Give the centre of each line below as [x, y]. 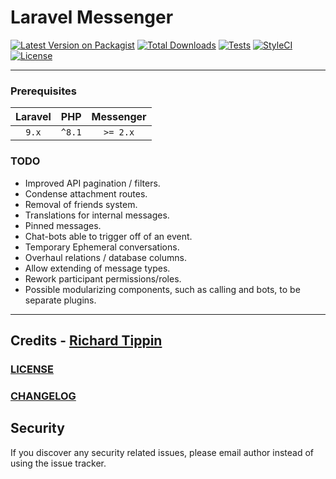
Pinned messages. [63, 225]
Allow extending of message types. [97, 268]
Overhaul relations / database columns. [105, 257]
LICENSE [32, 369]
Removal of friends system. [81, 204]
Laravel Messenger [92, 17]
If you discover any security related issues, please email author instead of [162, 452]
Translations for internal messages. [97, 215]
